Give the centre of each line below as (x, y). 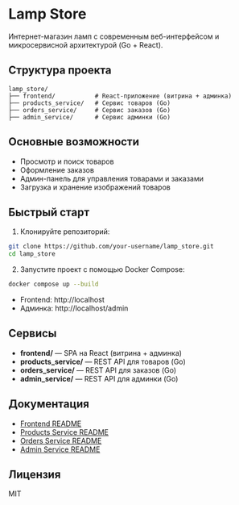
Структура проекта (60, 71)
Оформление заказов (57, 169)
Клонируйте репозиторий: (65, 232)
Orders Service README (61, 440)
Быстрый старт (49, 212)
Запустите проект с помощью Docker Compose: (102, 269)
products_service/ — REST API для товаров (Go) (103, 361)
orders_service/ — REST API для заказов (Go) (98, 370)
